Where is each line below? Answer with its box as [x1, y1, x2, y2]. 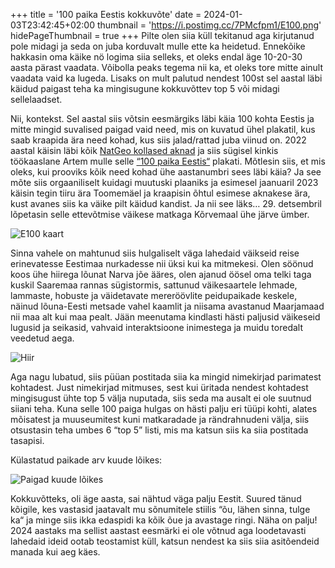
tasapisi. [10, 435, 45, 446]
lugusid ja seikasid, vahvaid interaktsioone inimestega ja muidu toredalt [10, 322, 304, 333]
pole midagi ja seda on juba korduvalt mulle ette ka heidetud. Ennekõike [10, 40, 306, 52]
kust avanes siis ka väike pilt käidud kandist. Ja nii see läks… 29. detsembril [10, 198, 322, 209]
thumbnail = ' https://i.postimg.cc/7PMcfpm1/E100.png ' [96, 19, 322, 31]
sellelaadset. [10, 94, 63, 105]
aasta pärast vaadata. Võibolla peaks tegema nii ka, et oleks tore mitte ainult [10, 62, 323, 73]
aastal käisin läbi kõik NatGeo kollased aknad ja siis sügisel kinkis [10, 145, 279, 156]
